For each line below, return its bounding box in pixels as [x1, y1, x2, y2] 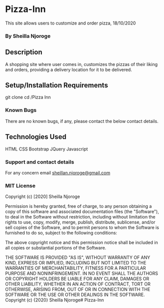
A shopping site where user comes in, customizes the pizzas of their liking [5, 61, 158, 67]
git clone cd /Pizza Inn [5, 94, 51, 100]
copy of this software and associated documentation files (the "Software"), [5, 208, 160, 214]
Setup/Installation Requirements [5, 81, 108, 89]
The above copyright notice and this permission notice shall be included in [5, 239, 158, 245]
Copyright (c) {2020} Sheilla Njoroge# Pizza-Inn [5, 297, 104, 303]
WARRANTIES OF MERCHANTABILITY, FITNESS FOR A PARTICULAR [5, 265, 146, 271]
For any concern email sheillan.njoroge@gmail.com [5, 169, 111, 175]
